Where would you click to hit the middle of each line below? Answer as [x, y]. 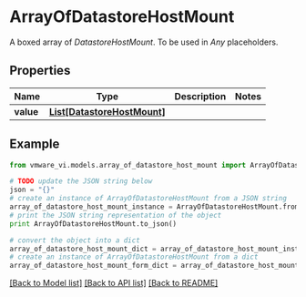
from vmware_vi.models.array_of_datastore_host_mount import [128, 165]
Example [35, 144]
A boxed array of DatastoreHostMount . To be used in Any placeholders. [144, 42]
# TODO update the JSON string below [81, 181]
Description [200, 96]
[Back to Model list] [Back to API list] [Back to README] [114, 283]
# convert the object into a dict [75, 240]
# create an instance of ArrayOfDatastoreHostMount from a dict [134, 257]
